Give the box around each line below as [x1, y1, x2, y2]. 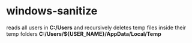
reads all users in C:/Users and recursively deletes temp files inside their [6, 24, 187, 31]
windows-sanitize [6, 4, 98, 18]
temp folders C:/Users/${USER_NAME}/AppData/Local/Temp [6, 30, 161, 37]
